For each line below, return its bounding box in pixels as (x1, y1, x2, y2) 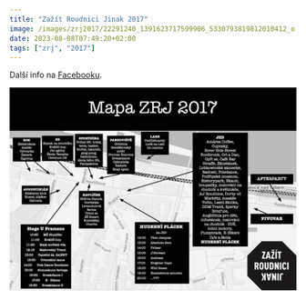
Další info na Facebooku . (9, 69, 103, 81)
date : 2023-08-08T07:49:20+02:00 (9, 34, 137, 43)
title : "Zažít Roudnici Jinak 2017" (9, 15, 148, 24)
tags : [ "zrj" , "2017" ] (9, 44, 96, 53)
